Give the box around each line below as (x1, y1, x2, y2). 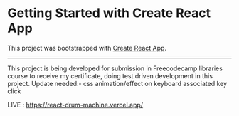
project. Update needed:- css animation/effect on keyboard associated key (7, 79, 228, 88)
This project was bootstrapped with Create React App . (7, 43, 167, 52)
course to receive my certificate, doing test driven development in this (7, 71, 213, 80)
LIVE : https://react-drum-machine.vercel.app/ (7, 100, 144, 109)
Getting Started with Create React (7, 5, 211, 21)
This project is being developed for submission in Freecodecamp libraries (7, 64, 223, 73)
